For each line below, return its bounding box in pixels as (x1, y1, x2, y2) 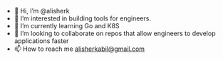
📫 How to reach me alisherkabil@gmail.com (14, 44, 145, 53)
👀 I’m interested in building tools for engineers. (14, 14, 152, 23)
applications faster (14, 37, 69, 45)
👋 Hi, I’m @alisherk (14, 7, 70, 15)
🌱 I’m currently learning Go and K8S (14, 22, 120, 30)
